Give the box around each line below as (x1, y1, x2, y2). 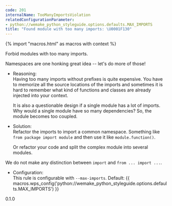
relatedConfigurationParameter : (5, 17, 74, 22)
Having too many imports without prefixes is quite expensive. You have (12, 76, 163, 82)
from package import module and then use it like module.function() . (12, 134, 156, 140)
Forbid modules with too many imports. (5, 51, 88, 57)
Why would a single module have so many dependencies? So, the (12, 108, 152, 114)
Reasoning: (12, 70, 37, 77)
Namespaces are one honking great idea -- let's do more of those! (5, 61, 146, 67)
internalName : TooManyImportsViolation (5, 12, 91, 17)
